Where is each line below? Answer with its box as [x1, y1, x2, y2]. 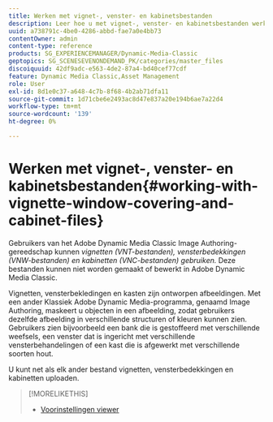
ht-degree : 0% [8, 118, 57, 126]
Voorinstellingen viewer [40, 404, 119, 414]
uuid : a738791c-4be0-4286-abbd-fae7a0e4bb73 [8, 27, 162, 35]
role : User [8, 80, 45, 88]
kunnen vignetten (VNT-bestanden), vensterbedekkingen [54, 247, 246, 256]
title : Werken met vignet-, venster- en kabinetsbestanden [8, 11, 213, 20]
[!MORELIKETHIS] [28, 389, 89, 398]
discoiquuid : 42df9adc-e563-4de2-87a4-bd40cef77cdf [8, 65, 187, 73]
